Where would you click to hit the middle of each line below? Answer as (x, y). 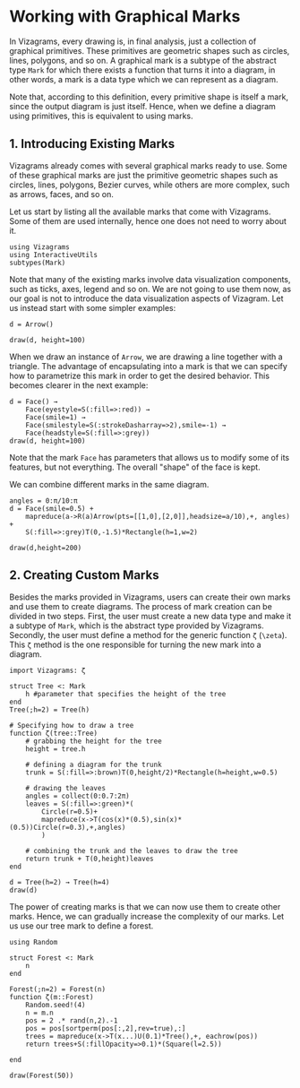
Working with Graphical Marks (125, 17)
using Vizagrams (39, 247)
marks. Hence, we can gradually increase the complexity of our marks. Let (147, 916)
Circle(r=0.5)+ (70, 812)
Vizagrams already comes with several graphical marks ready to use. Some (149, 165)
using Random (34, 942)
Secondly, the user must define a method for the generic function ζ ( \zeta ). (148, 635)
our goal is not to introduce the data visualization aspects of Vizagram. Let (146, 298)
